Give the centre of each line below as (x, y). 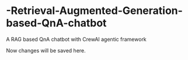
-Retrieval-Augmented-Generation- (94, 11)
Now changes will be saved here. (46, 50)
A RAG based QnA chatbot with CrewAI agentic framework (76, 39)
